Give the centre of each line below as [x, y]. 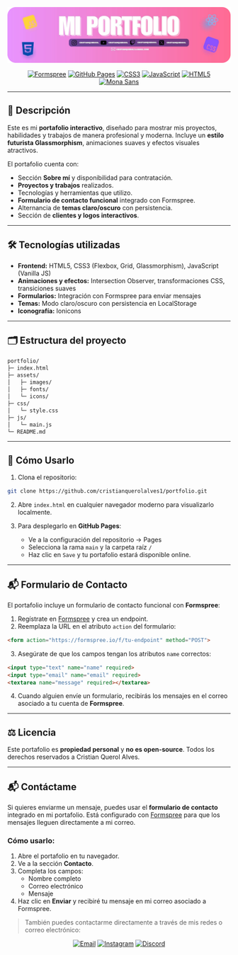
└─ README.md [27, 432]
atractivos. [23, 150]
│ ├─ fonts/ [28, 389]
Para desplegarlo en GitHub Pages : [69, 526]
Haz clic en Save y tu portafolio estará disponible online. [109, 555]
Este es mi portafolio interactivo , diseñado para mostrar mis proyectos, [112, 127]
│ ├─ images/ [30, 382]
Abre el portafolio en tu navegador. [68, 856]
